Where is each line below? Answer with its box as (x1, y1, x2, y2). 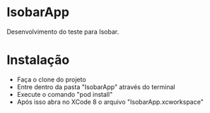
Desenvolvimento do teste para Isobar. (6, 27, 119, 36)
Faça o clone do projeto (16, 75, 86, 84)
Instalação (6, 52, 70, 68)
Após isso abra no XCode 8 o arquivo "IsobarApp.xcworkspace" (16, 98, 204, 106)
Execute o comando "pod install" (16, 90, 113, 98)
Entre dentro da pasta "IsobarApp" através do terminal (16, 82, 175, 91)
